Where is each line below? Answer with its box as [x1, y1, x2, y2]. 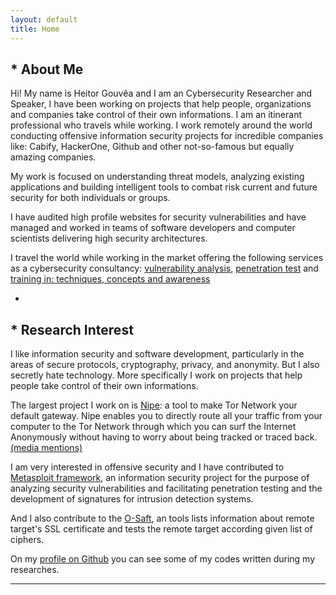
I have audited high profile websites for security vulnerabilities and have [10, 211, 307, 223]
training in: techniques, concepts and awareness [10, 273, 211, 285]
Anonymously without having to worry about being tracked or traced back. [10, 431, 318, 443]
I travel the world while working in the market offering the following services [10, 252, 324, 264]
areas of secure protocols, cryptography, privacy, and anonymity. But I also [10, 359, 320, 371]
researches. [10, 564, 60, 576]
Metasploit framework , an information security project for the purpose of [10, 472, 310, 484]
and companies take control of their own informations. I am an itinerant [10, 109, 302, 121]
